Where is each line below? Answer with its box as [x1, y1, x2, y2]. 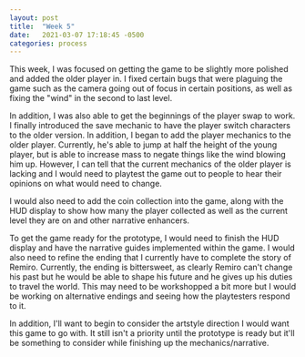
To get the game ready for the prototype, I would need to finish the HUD [9, 233, 280, 244]
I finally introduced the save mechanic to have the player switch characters [9, 120, 291, 131]
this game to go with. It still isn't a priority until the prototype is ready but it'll [9, 328, 295, 339]
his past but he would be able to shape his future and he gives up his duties [9, 271, 293, 282]
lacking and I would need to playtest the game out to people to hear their [9, 168, 282, 179]
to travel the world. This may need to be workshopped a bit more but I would [9, 281, 297, 292]
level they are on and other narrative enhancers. [9, 215, 189, 226]
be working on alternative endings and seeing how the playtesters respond [9, 291, 290, 301]
